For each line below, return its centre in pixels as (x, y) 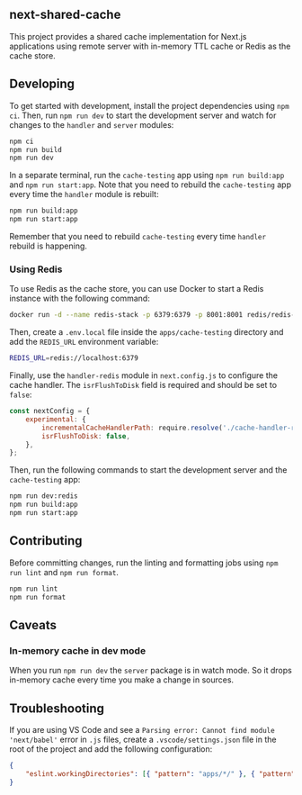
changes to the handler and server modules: (92, 124)
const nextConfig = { (50, 411)
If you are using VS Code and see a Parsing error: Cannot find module (142, 729)
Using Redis (36, 269)
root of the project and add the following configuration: (111, 749)
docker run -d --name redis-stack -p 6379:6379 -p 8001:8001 (126, 315)
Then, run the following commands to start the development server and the (148, 470)
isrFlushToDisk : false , (86, 436)
